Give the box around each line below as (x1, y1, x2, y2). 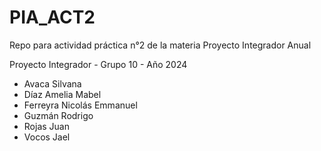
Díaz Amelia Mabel (23, 88, 102, 100)
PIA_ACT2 (9, 6, 96, 29)
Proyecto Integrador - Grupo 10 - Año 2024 (9, 58, 188, 70)
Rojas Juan (23, 120, 70, 132)
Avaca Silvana (23, 77, 82, 90)
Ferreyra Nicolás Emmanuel (23, 99, 138, 111)
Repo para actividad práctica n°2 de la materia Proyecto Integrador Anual (9, 39, 312, 51)
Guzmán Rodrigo (23, 109, 94, 121)
